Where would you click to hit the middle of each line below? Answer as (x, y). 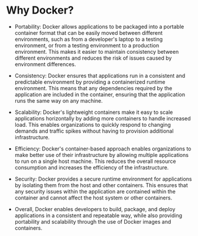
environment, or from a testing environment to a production (87, 45)
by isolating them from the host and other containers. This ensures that (101, 185)
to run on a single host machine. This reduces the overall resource (95, 161)
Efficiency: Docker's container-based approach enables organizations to (103, 149)
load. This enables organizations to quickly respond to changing (93, 124)
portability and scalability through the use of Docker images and (93, 221)
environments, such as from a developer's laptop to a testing (89, 39)
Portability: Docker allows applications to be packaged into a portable (99, 27)
